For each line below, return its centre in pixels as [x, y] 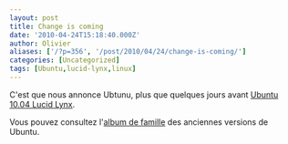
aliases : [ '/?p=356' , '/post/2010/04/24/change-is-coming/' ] [128, 52]
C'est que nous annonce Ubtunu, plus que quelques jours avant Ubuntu [144, 94]
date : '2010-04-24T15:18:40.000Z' [75, 35]
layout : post [34, 18]
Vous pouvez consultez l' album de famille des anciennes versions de [139, 122]
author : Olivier [40, 43]
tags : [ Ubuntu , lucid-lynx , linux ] [73, 69]
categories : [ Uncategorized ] [65, 60]
